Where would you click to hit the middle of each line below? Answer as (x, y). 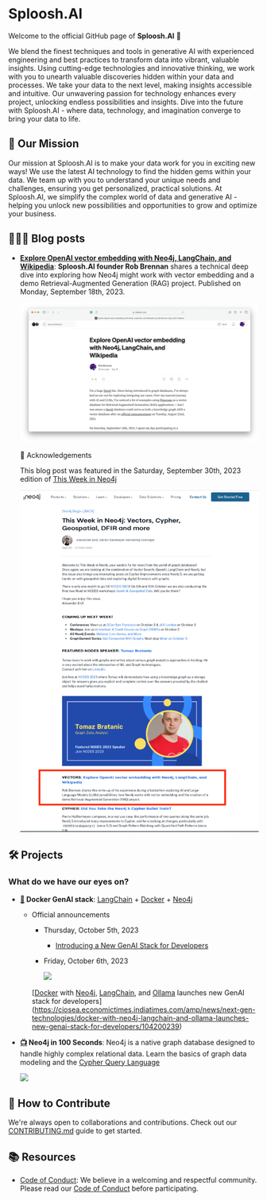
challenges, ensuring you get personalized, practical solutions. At (115, 188)
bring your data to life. (44, 118)
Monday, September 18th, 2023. (72, 292)
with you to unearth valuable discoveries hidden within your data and (121, 76)
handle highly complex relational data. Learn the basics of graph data (133, 1053)
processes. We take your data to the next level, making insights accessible (130, 85)
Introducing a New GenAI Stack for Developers (132, 945)
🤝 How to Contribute (60, 1103)
